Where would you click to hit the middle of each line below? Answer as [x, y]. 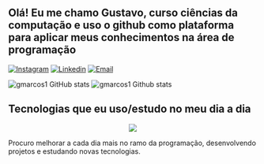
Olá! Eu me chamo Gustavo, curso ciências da [123, 13]
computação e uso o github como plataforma [121, 26]
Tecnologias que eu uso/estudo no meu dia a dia [130, 109]
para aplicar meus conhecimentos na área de [121, 37]
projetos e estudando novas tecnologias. [74, 151]
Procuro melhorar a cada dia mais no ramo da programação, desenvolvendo [132, 143]
